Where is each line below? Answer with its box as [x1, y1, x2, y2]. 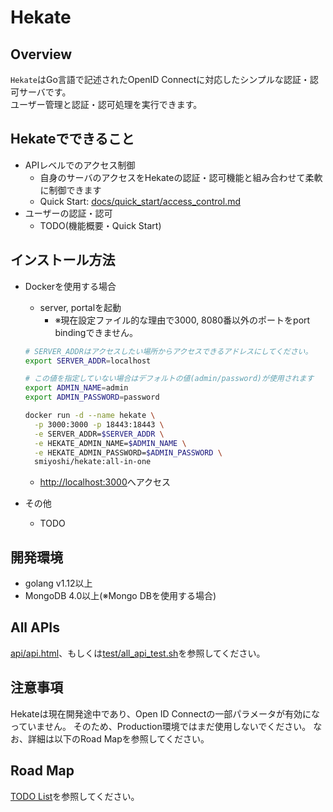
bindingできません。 [54, 326, 139, 338]
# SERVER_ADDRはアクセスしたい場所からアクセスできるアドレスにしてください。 [24, 346, 313, 356]
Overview [10, 46, 73, 63]
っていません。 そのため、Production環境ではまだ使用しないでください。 [10, 720, 312, 732]
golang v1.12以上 [24, 577, 93, 590]
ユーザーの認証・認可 [24, 207, 113, 219]
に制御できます [39, 184, 102, 196]
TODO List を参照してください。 [10, 790, 140, 802]
